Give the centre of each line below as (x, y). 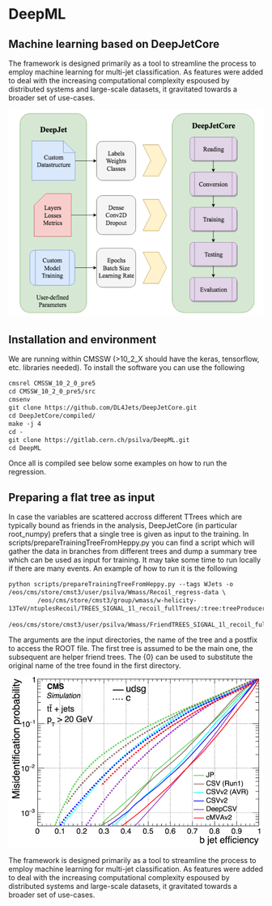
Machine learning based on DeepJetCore (114, 44)
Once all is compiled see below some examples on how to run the (118, 463)
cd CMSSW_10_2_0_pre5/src (52, 392)
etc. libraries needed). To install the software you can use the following (127, 368)
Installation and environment (83, 340)
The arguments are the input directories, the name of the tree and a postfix (133, 640)
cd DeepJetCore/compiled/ (52, 416)
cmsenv (19, 400)
